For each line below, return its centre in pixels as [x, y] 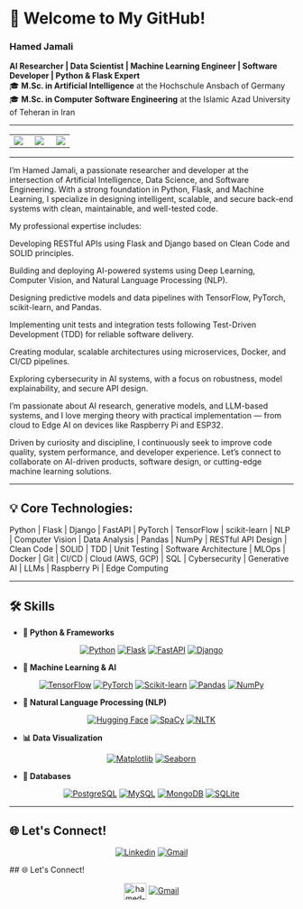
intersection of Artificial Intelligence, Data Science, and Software [129, 180]
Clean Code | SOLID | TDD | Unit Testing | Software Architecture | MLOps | [147, 549]
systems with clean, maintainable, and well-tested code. [114, 209]
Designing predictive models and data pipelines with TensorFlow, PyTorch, [147, 298]
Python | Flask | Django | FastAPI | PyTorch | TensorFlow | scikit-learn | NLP [150, 530]
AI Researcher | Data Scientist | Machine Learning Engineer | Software [143, 66]
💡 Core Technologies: [71, 508]
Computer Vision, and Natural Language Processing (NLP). [119, 280]
